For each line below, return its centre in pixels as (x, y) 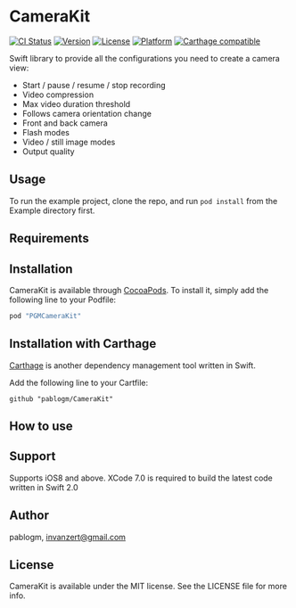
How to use (41, 427)
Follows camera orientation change (86, 113)
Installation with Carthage (83, 344)
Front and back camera (65, 123)
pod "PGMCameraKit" (45, 316)
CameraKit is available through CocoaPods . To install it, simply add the (139, 290)
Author (29, 516)
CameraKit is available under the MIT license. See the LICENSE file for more (148, 587)
